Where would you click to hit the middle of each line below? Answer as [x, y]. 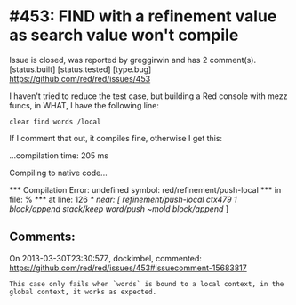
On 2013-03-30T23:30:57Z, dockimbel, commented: [106, 258]
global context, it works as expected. [83, 292]
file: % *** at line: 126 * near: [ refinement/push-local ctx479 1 [123, 199]
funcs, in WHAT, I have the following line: [84, 105]
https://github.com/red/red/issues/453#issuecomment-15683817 [128, 268]
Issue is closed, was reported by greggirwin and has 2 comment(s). [132, 60]
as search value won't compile [124, 35]
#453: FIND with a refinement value [143, 16]
